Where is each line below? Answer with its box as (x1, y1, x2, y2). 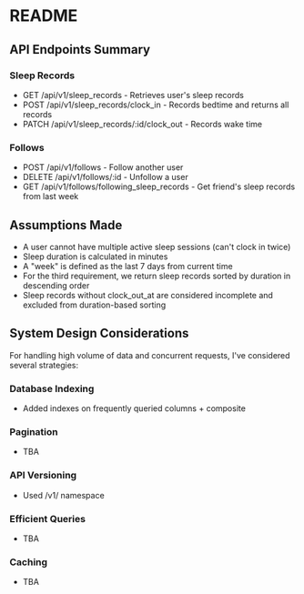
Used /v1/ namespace (22, 489, 105, 500)
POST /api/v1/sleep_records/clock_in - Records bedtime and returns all (22, 99, 289, 110)
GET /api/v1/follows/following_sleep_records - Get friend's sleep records (22, 181, 296, 192)
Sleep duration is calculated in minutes (22, 251, 168, 262)
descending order (22, 279, 90, 291)
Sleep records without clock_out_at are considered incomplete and (22, 289, 273, 300)
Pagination (9, 426, 58, 438)
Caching (9, 556, 48, 569)
